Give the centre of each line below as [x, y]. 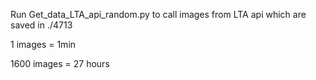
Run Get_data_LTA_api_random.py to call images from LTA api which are [158, 14]
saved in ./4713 [41, 25]
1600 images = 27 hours [60, 63]
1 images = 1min [43, 44]
